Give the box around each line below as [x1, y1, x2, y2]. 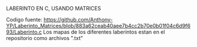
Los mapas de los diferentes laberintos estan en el [43, 28, 165, 35]
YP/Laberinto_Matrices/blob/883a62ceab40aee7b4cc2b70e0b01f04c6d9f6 [6, 23, 191, 29]
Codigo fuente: [6, 16, 43, 23]
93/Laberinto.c [6, 28, 42, 35]
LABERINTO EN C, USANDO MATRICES [6, 5, 101, 12]
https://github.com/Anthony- [43, 16, 113, 23]
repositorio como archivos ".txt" [6, 35, 84, 41]
